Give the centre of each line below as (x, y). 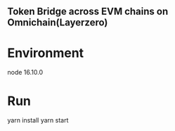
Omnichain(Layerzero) (58, 23)
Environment (46, 53)
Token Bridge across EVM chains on (88, 12)
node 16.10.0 (25, 73)
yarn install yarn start (38, 120)
